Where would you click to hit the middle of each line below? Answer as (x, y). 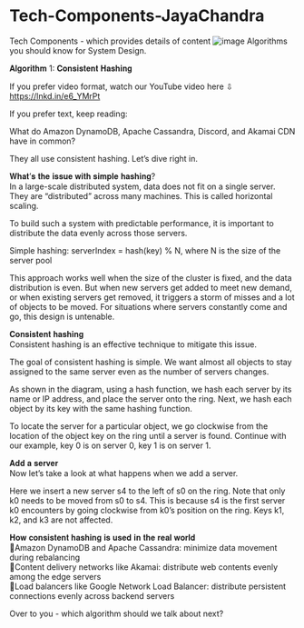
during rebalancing (44, 557)
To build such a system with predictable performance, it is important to (142, 223)
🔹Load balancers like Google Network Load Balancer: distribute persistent (148, 586)
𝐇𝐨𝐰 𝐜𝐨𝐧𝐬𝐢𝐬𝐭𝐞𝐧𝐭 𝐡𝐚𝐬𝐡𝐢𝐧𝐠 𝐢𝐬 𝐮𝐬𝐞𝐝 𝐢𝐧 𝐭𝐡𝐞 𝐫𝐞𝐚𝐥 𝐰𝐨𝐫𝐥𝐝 (103, 537)
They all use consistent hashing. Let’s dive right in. (103, 158)
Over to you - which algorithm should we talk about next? (117, 613)
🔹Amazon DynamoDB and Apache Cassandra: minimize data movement (143, 547)
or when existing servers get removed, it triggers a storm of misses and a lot (152, 297)
